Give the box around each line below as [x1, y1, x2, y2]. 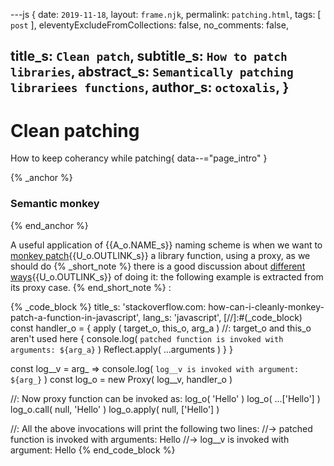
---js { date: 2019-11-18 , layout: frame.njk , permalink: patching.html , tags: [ [10, 9, 322, 20]
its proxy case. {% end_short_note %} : [10, 281, 172, 293]
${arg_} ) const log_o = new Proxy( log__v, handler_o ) [10, 373, 233, 385]
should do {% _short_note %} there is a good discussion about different [10, 260, 306, 272]
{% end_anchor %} [10, 219, 89, 231]
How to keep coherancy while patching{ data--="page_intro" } [10, 152, 268, 164]
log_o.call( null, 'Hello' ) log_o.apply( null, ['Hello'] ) [10, 403, 220, 415]
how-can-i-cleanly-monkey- [208, 300, 325, 313]
